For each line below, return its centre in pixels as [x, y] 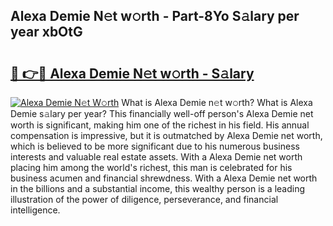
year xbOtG [46, 32]
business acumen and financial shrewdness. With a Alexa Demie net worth [164, 178]
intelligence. [35, 210]
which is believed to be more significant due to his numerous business [155, 146]
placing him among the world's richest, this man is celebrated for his [151, 167]
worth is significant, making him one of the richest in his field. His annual [160, 125]
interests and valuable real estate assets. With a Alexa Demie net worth [156, 157]
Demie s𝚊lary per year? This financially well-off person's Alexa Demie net [162, 113]
